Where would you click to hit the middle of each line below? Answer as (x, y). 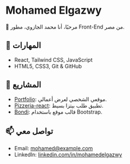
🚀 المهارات (23, 45)
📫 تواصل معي (29, 131)
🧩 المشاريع (23, 85)
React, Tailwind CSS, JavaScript (53, 59)
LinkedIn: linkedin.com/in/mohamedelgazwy (68, 154)
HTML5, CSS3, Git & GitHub (48, 66)
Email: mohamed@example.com (53, 149)
